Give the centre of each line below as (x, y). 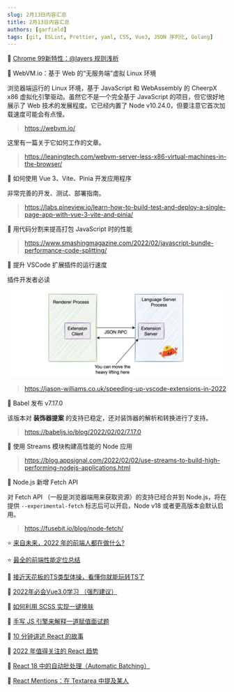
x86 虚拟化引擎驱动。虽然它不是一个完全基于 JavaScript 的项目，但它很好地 (116, 97)
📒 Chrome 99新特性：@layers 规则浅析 (63, 59)
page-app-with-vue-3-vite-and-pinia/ (79, 215)
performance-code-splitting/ (65, 251)
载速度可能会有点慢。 (38, 115)
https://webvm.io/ (49, 128)
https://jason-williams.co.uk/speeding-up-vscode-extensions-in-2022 (125, 389)
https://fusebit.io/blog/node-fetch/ (74, 529)
